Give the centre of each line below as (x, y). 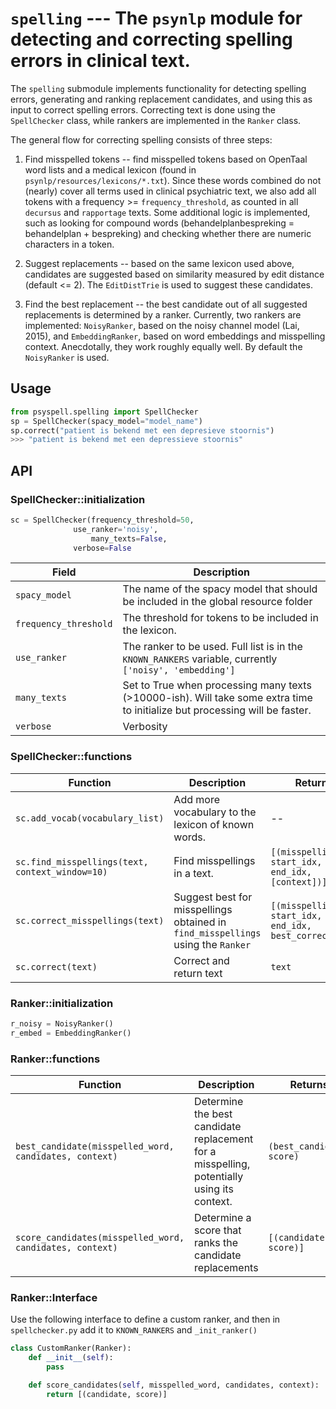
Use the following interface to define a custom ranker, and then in (145, 1319)
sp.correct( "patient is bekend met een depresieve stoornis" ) (142, 430)
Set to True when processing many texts (217, 685)
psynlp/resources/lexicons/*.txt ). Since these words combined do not (173, 180)
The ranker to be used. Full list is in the (212, 647)
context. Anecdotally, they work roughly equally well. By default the (163, 346)
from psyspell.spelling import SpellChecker (104, 412)
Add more (196, 799)
